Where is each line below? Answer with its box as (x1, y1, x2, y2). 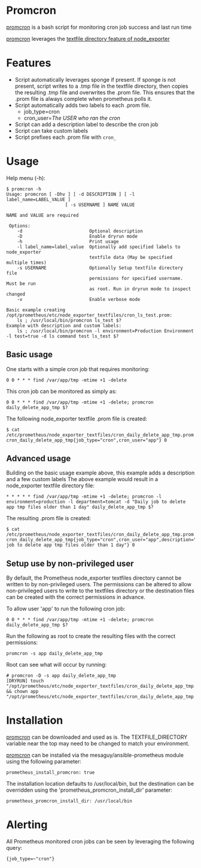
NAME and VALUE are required (6, 212, 79, 218)
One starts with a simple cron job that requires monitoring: (6, 365, 150, 372)
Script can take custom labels (14, 127, 89, 134)
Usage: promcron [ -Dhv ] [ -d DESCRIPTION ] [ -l (6, 191, 135, 197)
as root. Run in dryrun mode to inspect (89, 286, 191, 292)
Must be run (6, 281, 36, 287)
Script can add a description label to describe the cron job (14, 121, 159, 128)
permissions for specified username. (89, 275, 184, 281)
